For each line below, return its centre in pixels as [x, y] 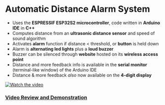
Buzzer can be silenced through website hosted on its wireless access [85, 54]
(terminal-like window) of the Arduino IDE [55, 70]
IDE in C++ [24, 28]
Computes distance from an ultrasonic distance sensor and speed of [83, 33]
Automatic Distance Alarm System [78, 9]
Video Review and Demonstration [46, 97]
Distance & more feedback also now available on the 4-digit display [82, 75]
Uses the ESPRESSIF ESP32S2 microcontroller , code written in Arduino [86, 23]
